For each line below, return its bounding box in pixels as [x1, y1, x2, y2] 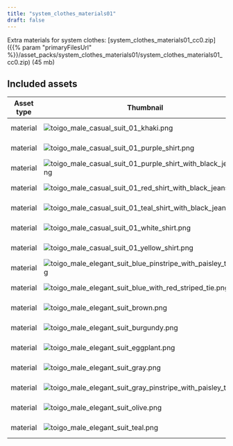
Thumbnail [127, 103, 164, 113]
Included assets [7, 78, 78, 90]
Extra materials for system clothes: [7, 35, 107, 44]
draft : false [7, 17, 45, 24]
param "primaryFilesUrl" [21, 43, 92, 51]
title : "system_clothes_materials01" [7, 10, 116, 17]
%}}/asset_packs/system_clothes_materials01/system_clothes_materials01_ [7, 50, 223, 59]
